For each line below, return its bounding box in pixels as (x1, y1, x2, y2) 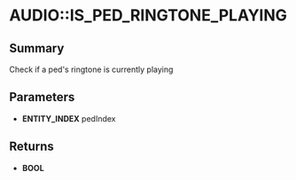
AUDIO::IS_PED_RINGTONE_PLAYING (9, 5, 288, 26)
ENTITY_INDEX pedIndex (21, 113, 116, 124)
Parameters (9, 90, 75, 105)
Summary (9, 41, 65, 56)
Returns (9, 139, 55, 154)
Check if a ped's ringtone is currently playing (9, 64, 174, 74)
